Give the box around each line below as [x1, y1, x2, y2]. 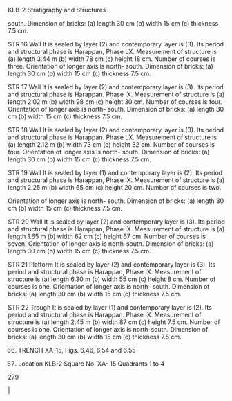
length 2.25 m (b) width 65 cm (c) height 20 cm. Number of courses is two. [8, 184, 222, 191]
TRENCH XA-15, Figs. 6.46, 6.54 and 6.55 [17, 346, 136, 354]
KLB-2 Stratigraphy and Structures [8, 6, 106, 14]
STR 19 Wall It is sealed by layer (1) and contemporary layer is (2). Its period [8, 169, 223, 177]
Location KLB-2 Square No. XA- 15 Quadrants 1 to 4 [17, 359, 165, 368]
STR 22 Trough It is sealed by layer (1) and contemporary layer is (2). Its [8, 303, 213, 311]
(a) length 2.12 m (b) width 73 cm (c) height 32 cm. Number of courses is [8, 141, 215, 148]
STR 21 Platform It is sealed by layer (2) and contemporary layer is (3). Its [8, 260, 216, 269]
